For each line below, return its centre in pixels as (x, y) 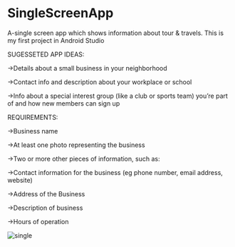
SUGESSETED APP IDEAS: (46, 54)
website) (20, 180)
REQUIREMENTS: (33, 117)
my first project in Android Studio (56, 40)
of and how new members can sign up (64, 103)
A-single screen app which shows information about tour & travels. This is (116, 33)
